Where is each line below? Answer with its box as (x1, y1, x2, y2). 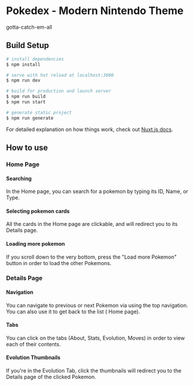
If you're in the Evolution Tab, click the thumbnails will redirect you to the (6, 367, 182, 374)
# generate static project (6, 110, 72, 116)
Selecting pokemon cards (6, 207, 70, 215)
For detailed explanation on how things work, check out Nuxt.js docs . (6, 126, 173, 133)
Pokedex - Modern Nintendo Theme (6, 4, 183, 18)
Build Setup (6, 40, 49, 50)
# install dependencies (6, 56, 64, 62)
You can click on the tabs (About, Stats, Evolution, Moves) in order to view (6, 334, 185, 341)
